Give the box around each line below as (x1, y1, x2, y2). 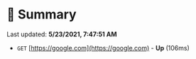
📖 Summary (6, 6, 77, 23)
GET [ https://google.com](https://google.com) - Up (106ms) (16, 43, 190, 52)
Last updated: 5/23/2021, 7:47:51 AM (6, 30, 117, 38)
